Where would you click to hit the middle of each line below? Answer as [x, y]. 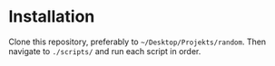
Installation [52, 17]
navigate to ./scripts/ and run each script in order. [105, 51]
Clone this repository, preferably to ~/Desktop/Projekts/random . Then [137, 42]
